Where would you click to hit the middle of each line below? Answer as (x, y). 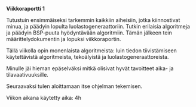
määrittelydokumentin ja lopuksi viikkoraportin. (64, 39)
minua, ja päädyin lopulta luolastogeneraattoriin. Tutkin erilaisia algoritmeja (98, 26)
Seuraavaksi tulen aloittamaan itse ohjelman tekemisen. (74, 86)
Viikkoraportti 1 (25, 9)
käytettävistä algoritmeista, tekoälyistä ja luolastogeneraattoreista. (88, 57)
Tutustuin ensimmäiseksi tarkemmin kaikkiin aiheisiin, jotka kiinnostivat (93, 20)
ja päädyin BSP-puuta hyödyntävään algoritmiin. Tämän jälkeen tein (89, 33)
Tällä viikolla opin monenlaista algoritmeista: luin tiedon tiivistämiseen (92, 51)
